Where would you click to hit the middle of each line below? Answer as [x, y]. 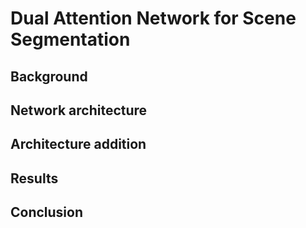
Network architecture [79, 110]
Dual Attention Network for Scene [153, 18]
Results [34, 178]
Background [49, 76]
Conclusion [47, 212]
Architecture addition [78, 144]
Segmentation [70, 39]
